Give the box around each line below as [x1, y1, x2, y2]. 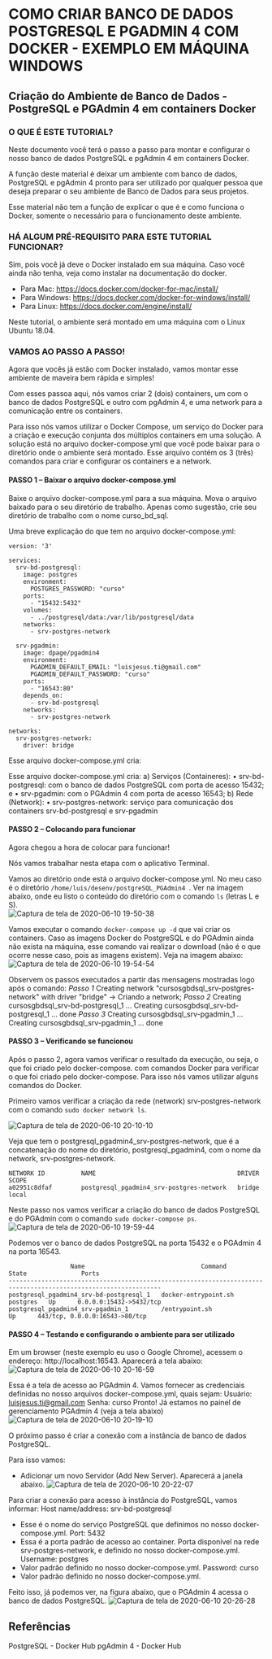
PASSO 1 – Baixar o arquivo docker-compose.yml [8, 475, 176, 485]
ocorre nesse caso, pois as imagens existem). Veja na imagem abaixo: [8, 950, 244, 960]
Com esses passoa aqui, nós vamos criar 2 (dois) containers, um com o [8, 389, 248, 398]
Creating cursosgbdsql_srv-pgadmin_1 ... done [8, 1017, 164, 1027]
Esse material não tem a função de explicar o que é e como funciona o [8, 202, 245, 211]
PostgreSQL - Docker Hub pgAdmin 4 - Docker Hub [8, 1641, 182, 1651]
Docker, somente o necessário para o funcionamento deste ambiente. [8, 211, 242, 220]
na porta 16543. [8, 1247, 62, 1256]
